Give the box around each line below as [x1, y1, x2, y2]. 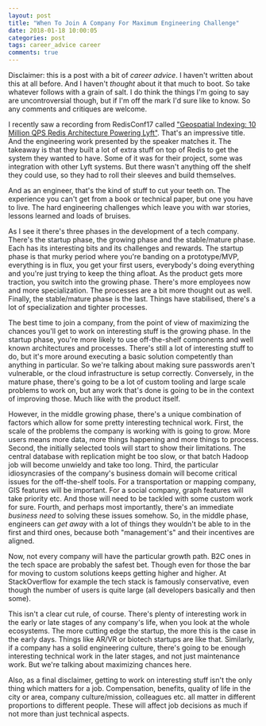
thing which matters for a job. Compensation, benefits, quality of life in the [8, 684, 252, 693]
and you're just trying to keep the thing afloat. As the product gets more [8, 269, 243, 278]
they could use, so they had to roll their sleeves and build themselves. [8, 170, 237, 180]
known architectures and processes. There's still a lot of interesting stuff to [8, 344, 254, 352]
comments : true [8, 49, 59, 56]
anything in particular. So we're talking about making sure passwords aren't [8, 360, 256, 370]
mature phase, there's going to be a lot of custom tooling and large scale [8, 377, 246, 386]
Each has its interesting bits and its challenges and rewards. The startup [8, 243, 244, 253]
